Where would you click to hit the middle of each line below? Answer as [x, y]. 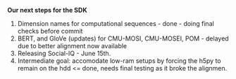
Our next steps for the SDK [47, 10]
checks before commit [50, 31]
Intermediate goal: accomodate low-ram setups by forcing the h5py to [119, 61]
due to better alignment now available [72, 46]
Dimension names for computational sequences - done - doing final [116, 23]
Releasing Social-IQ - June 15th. [64, 53]
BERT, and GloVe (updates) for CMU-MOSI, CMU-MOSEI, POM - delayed [123, 38]
